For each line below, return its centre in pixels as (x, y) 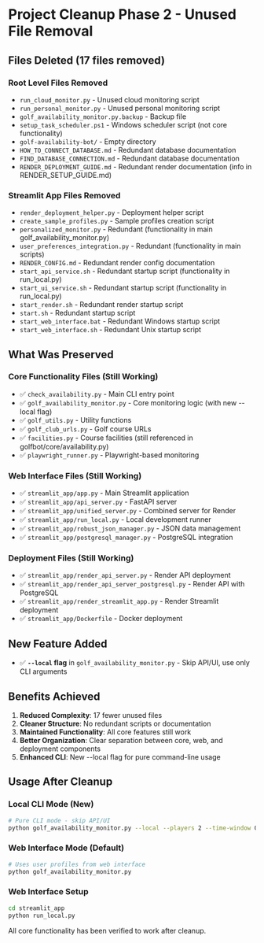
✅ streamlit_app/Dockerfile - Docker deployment (101, 619)
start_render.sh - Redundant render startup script (101, 305)
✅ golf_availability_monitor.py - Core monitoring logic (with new (128, 402)
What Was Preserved (61, 355)
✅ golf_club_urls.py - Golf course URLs (85, 429)
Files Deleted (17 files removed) (86, 60)
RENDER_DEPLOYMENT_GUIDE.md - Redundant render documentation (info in (136, 166)
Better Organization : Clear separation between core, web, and (121, 741)
